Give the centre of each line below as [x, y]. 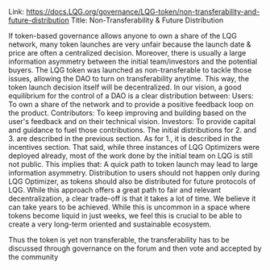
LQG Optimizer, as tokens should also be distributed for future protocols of [132, 181]
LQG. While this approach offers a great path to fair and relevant [115, 190]
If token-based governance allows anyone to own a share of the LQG [123, 36]
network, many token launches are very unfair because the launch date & [130, 44]
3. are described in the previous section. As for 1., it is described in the [125, 139]
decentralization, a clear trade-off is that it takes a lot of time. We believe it [132, 198]
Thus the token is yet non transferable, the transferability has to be [119, 240]
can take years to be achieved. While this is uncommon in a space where [129, 207]
